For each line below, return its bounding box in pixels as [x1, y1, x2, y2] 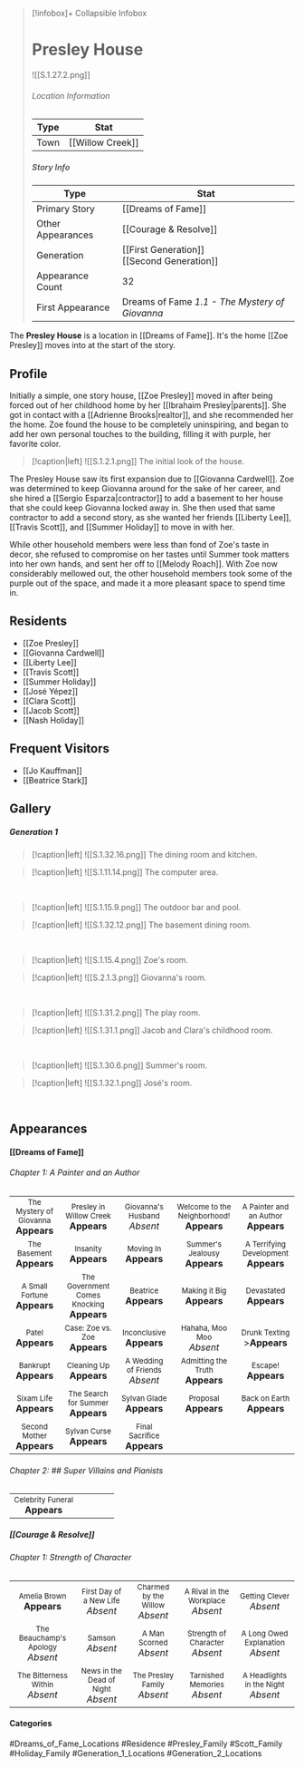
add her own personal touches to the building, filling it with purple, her [9, 428, 271, 439]
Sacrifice [128, 1431, 160, 1441]
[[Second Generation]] [121, 255, 219, 267]
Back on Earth [241, 1394, 290, 1404]
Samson [87, 1632, 116, 1643]
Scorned [138, 1637, 169, 1647]
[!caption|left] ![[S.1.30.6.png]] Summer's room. [31, 1060, 208, 1071]
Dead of [87, 1675, 116, 1685]
